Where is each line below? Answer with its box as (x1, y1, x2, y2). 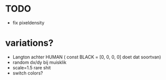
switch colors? (12, 70, 43, 76)
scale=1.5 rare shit (12, 64, 51, 70)
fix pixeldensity (12, 20, 45, 26)
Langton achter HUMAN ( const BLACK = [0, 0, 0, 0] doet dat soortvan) (12, 54, 161, 60)
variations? (5, 37, 54, 49)
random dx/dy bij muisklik (12, 59, 67, 65)
